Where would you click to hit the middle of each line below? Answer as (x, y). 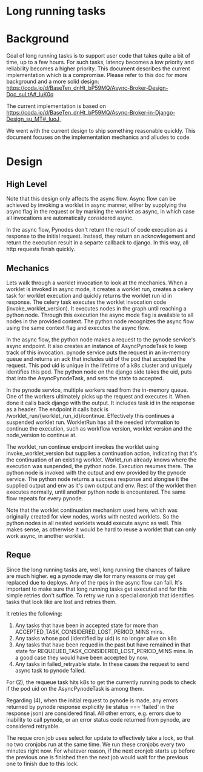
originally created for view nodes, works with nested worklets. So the (93, 516)
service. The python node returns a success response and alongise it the (98, 479)
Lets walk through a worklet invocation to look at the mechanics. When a (97, 283)
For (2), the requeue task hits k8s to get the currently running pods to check (101, 682)
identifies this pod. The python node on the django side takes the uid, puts (99, 372)
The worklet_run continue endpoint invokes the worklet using (83, 446)
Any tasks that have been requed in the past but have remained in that (103, 645)
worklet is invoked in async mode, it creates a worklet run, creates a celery (100, 289)
